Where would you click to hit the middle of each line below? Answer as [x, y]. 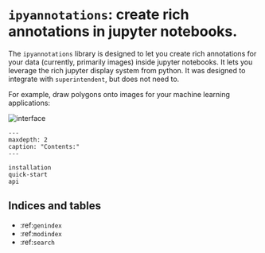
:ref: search [37, 242]
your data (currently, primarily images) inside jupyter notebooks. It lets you [131, 62]
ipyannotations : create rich [99, 15]
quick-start [28, 174]
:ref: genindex [41, 225]
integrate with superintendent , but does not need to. [94, 79]
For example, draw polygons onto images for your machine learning [119, 94]
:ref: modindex [41, 233]
